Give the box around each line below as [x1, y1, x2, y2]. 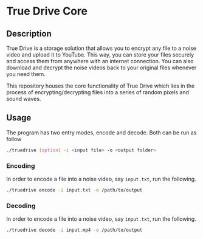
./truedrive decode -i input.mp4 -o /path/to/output [6, 227, 143, 234]
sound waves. [6, 95, 41, 102]
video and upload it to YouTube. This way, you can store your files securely [6, 51, 194, 58]
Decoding [6, 201, 36, 210]
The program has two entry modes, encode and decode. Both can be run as [6, 129, 197, 136]
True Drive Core [6, 4, 88, 18]
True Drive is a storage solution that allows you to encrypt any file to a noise [6, 44, 196, 52]
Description [6, 29, 52, 39]
